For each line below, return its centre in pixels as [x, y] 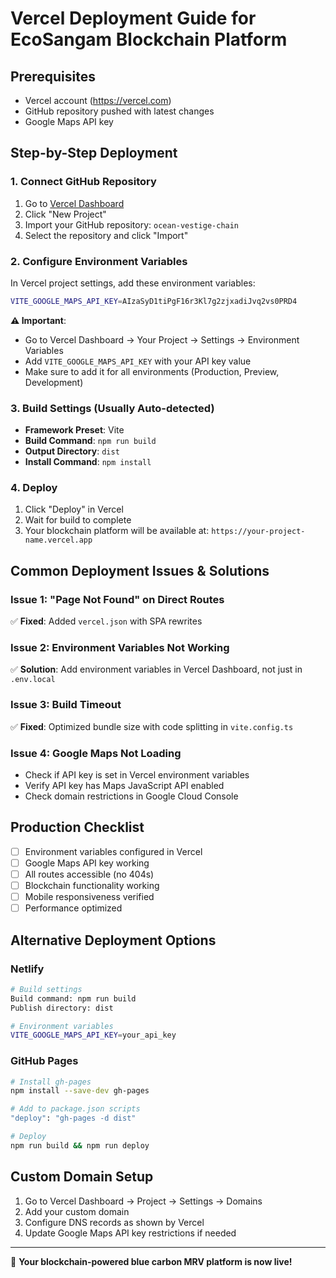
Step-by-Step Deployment [94, 153]
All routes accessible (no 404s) [89, 874]
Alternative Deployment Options [113, 940]
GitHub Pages [44, 1061]
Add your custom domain [77, 1211]
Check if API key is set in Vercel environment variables [137, 775]
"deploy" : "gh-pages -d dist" [73, 1118]
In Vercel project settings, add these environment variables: [133, 283]
